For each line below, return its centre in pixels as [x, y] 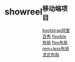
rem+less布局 [56, 48]
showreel [24, 12]
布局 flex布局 [55, 42]
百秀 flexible [54, 36]
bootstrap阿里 [56, 30]
